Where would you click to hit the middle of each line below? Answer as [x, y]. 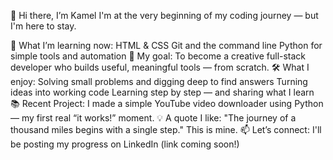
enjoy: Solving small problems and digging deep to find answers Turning [159, 81]
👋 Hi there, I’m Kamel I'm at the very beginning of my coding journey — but [164, 15]
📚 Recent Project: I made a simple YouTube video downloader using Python [167, 103]
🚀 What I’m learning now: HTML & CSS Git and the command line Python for [166, 45]
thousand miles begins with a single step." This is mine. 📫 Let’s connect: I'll [166, 129]
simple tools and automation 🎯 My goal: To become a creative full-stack [158, 56]
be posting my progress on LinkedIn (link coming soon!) [125, 144]
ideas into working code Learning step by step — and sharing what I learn [162, 92]
